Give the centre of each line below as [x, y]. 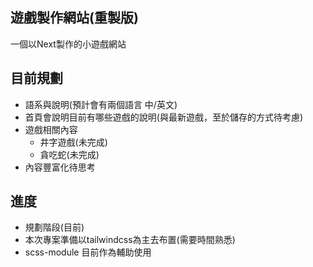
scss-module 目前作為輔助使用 [88, 252]
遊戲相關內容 [51, 129]
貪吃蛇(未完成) [69, 154]
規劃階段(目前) [54, 227]
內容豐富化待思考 [60, 167]
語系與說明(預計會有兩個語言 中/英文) [101, 104]
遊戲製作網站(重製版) [74, 18]
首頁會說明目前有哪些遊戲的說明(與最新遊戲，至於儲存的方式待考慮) [164, 117]
